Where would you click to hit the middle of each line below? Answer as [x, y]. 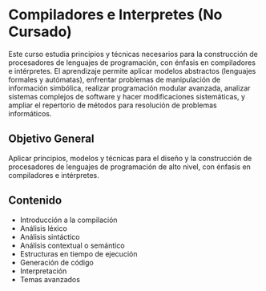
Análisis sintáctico [50, 236]
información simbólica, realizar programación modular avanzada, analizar [129, 88]
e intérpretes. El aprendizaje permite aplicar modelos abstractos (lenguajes [132, 71]
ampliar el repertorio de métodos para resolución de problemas [113, 105]
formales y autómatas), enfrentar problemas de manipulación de [115, 79]
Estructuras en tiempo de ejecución [79, 253]
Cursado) [40, 32]
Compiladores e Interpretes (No [115, 15]
